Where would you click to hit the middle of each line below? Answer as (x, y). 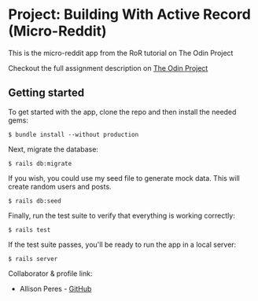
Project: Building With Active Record (130, 15)
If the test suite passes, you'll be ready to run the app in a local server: (122, 244)
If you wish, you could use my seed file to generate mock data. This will (124, 178)
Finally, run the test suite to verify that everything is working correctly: (122, 215)
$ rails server (33, 259)
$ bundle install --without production (74, 134)
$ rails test (29, 229)
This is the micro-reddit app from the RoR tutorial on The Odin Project (121, 53)
